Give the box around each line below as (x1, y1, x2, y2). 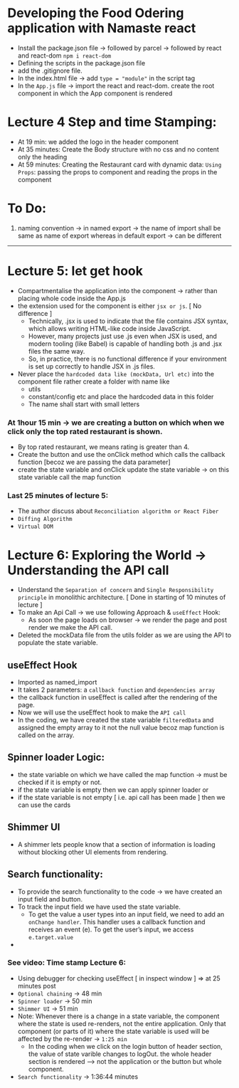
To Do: (7, 201, 47, 216)
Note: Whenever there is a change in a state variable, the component (17, 1012, 220, 1020)
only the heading (17, 152, 68, 161)
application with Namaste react (7, 20, 196, 36)
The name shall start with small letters (28, 400, 140, 408)
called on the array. (17, 731, 75, 739)
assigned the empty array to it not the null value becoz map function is (17, 724, 225, 732)
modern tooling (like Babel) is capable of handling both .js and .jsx (28, 339, 223, 348)
